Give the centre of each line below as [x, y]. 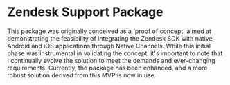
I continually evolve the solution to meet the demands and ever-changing [111, 60]
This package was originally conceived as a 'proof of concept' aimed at [109, 31]
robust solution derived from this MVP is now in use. [82, 75]
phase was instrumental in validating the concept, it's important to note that [115, 53]
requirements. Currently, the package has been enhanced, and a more [107, 68]
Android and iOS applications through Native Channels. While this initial [109, 46]
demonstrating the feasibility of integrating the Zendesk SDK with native [110, 38]
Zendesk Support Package [86, 12]
